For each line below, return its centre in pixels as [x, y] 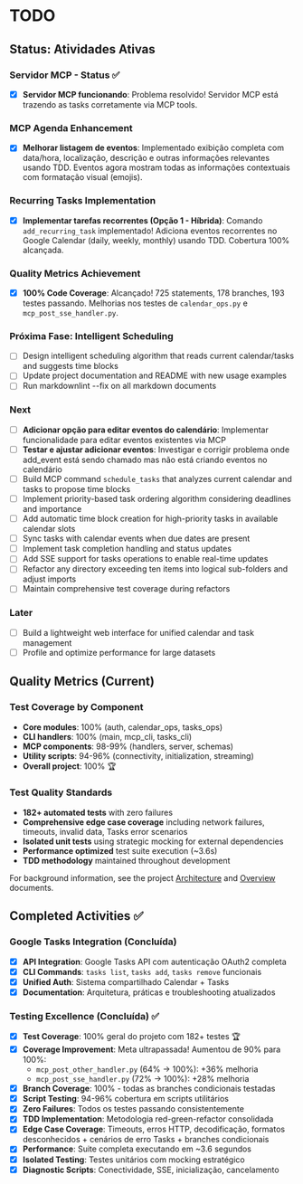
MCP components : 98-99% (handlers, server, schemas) [128, 746]
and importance [52, 509]
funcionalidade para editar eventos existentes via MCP [124, 440]
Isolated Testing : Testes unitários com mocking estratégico [134, 1160]
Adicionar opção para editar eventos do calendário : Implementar [145, 430]
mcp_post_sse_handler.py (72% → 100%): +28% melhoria [142, 1079]
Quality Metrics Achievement [75, 273]
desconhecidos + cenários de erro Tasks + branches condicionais [146, 1140]
